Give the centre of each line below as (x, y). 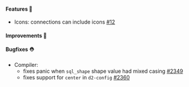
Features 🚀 (19, 9)
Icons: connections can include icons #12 (65, 22)
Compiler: (26, 65)
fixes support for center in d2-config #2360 (76, 77)
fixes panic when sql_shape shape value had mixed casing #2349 (103, 71)
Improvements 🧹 (26, 36)
